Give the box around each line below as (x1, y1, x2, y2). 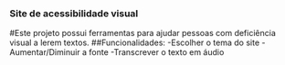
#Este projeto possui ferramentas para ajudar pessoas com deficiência (9, 28, 277, 39)
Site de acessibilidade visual (9, 7, 139, 20)
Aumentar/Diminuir (9, 47, 80, 58)
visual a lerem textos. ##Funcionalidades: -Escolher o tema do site (9, 37, 260, 48)
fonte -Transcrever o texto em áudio (89, 47, 225, 58)
